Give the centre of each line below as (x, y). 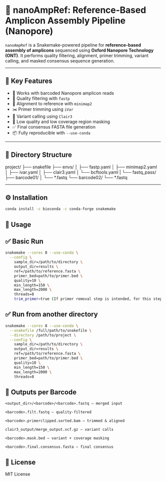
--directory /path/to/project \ (43, 335)
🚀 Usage (18, 225)
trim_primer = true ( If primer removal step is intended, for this (83, 299)
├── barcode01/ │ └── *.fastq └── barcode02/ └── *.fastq (66, 177)
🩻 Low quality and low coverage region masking (61, 122)
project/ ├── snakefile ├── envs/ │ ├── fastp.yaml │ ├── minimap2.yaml (81, 167)
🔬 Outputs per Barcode (41, 392)
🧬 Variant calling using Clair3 (42, 116)
